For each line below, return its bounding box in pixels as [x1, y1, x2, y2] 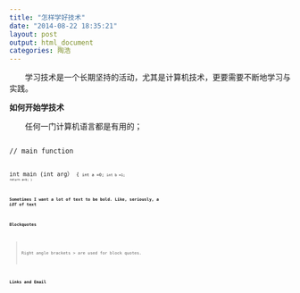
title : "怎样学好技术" [9, 13, 86, 22]
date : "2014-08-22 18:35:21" [9, 21, 118, 30]
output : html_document [9, 38, 94, 47]
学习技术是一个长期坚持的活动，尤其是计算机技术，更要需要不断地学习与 [25, 72, 291, 83]
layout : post [9, 29, 58, 38]
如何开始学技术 [9, 102, 64, 113]
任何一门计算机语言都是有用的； [25, 121, 143, 132]
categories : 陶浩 [9, 46, 71, 55]
